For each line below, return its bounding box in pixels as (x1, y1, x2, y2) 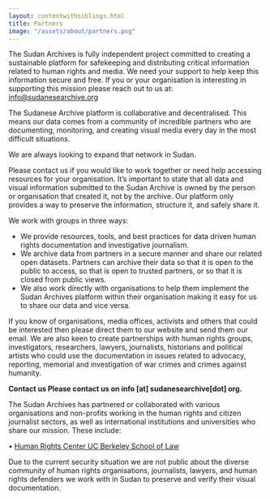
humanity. (8, 368, 42, 378)
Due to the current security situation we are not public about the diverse (8, 457, 250, 467)
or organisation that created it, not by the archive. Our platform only (8, 192, 234, 202)
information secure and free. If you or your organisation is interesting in (8, 75, 246, 85)
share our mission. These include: (8, 426, 122, 436)
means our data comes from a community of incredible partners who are (8, 117, 251, 127)
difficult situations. (8, 134, 71, 144)
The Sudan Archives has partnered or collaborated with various (8, 400, 221, 410)
